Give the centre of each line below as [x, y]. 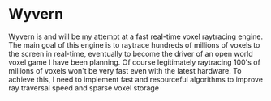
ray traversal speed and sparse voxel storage [84, 88]
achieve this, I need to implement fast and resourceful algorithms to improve [136, 79]
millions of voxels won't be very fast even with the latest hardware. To [125, 70]
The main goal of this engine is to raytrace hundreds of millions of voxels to [134, 44]
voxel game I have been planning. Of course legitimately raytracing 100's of [135, 62]
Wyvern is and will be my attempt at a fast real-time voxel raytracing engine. [136, 36]
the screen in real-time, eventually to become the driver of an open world [131, 53]
